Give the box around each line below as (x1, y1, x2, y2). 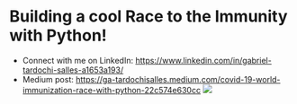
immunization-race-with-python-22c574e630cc (22, 84, 201, 95)
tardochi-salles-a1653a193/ (22, 65, 124, 75)
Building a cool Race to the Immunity (9, 6, 288, 27)
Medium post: (22, 74, 75, 84)
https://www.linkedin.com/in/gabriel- (134, 55, 272, 65)
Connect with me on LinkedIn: (22, 55, 133, 65)
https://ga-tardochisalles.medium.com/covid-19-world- (75, 74, 281, 84)
